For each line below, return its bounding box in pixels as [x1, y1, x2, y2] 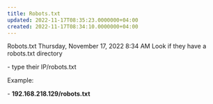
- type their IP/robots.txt [7, 63, 77, 71]
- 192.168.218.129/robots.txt [7, 89, 90, 98]
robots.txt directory [7, 49, 63, 58]
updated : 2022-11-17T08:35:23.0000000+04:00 [7, 17, 139, 24]
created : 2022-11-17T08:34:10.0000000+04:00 [7, 23, 139, 30]
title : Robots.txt [7, 10, 61, 17]
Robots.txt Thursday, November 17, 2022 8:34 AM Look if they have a [7, 42, 207, 51]
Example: [7, 76, 34, 85]
